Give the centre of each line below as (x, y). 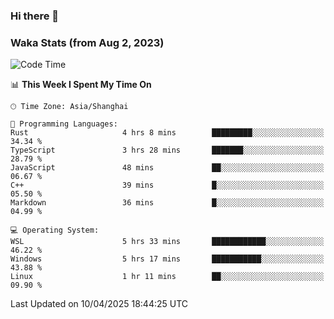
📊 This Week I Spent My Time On (81, 85)
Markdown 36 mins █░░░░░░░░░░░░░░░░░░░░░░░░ (167, 203)
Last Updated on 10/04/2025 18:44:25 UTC (99, 304)
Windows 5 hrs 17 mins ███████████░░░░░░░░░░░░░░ (167, 259)
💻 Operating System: (55, 230)
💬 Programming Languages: (64, 124)
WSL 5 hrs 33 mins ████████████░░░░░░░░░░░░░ (167, 242)
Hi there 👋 (35, 16)
